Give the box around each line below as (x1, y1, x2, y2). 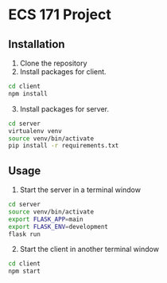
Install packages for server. (19, 104, 110, 113)
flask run (8, 230, 41, 238)
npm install (8, 89, 48, 97)
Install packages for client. (19, 67, 107, 77)
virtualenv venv (8, 127, 62, 135)
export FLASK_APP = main (8, 215, 83, 223)
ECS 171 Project (8, 6, 111, 24)
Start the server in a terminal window (19, 185, 142, 195)
